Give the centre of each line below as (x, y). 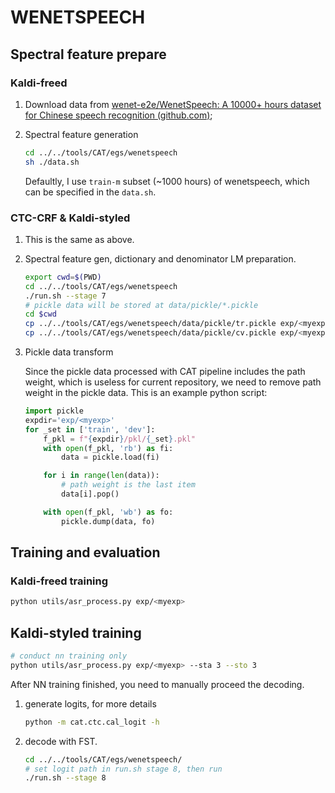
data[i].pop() (90, 494)
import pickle (54, 411)
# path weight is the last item (128, 485)
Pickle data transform (69, 352)
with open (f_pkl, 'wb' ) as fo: (108, 512)
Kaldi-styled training (76, 632)
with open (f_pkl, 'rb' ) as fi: (108, 448)
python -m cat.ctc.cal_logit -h (92, 722)
